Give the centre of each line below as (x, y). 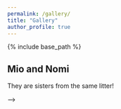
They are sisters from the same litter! (61, 86)
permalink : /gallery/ (39, 14)
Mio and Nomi (38, 69)
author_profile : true (39, 27)
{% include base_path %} (44, 47)
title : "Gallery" (33, 20)
